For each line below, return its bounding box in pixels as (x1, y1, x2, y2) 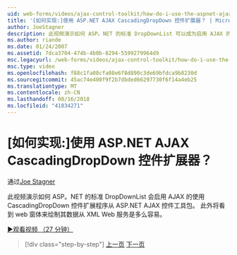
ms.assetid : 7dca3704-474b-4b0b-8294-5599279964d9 (7, 50, 159, 57)
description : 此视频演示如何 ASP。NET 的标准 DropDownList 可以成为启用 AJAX (7, 30, 224, 37)
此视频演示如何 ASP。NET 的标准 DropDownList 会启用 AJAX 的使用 (7, 192, 205, 201)
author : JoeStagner (7, 23, 65, 30)
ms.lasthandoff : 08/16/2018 (7, 96, 90, 103)
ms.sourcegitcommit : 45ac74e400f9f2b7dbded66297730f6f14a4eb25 (7, 76, 197, 83)
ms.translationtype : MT (7, 83, 78, 90)
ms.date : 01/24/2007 (7, 43, 68, 50)
